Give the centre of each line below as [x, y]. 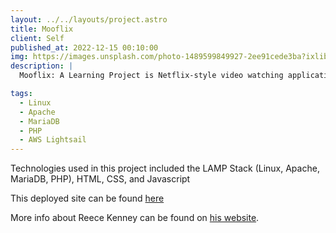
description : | [42, 66]
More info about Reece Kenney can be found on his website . [135, 218]
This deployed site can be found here [87, 198]
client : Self [37, 38]
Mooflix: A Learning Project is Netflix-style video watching [151, 76]
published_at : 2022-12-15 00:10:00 [84, 47]
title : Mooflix [42, 29]
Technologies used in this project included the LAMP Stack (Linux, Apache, [165, 168]
